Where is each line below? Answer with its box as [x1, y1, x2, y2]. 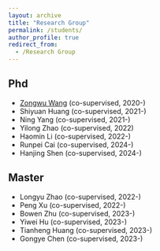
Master [8, 171, 45, 185]
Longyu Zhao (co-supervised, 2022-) [19, 192, 142, 201]
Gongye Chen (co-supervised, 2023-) [19, 234, 143, 243]
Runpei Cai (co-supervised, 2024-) [19, 139, 134, 149]
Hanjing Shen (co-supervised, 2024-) [19, 148, 142, 157]
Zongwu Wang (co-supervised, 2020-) [19, 98, 146, 107]
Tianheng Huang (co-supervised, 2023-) [19, 225, 153, 234]
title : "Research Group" [8, 19, 90, 27]
